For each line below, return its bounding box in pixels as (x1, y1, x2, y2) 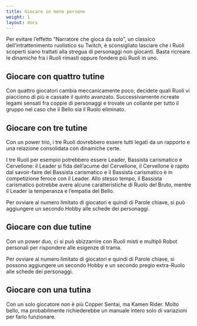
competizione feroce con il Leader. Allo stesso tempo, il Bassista (6, 175, 162, 182)
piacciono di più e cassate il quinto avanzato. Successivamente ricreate (6, 94, 179, 101)
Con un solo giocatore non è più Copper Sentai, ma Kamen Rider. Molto (6, 301, 179, 308)
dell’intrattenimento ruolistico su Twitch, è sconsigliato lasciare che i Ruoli (6, 42, 185, 49)
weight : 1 (6, 14, 31, 20)
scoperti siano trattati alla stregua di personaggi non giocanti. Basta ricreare (6, 48, 190, 55)
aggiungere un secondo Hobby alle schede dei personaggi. (6, 205, 150, 212)
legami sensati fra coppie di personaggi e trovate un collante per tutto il (6, 99, 179, 107)
